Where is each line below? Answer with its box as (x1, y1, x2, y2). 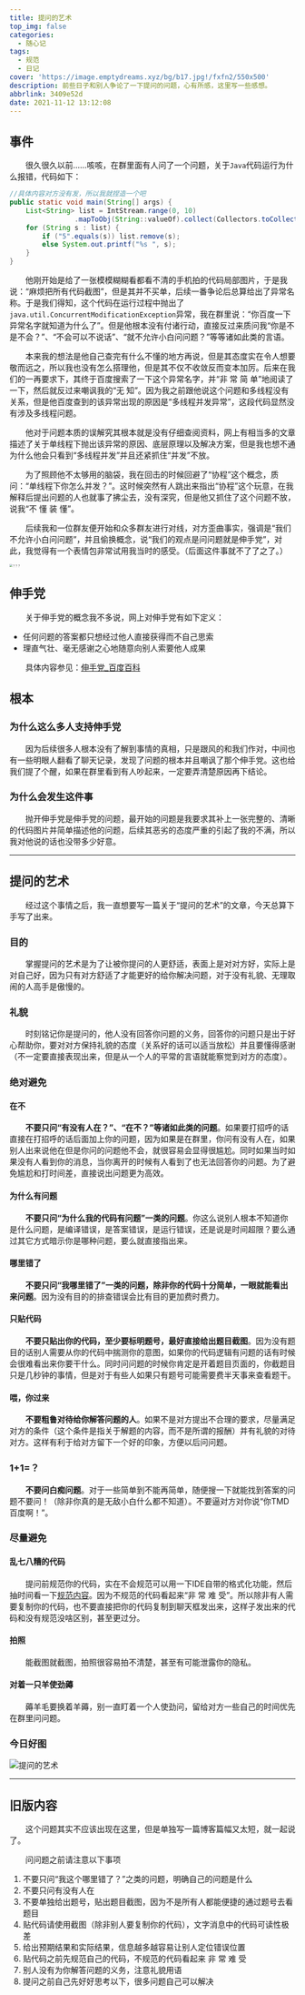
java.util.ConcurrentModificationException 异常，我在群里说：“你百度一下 (9, 309, 291, 319)
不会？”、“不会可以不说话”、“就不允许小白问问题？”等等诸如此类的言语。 (16, 331, 290, 342)
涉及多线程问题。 (16, 408, 82, 419)
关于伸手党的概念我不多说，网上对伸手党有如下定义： (25, 612, 224, 623)
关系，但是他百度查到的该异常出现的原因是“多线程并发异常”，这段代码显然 (9, 397, 288, 408)
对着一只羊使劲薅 (9, 1679, 74, 1690)
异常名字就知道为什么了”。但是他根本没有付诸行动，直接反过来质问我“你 (9, 320, 280, 331)
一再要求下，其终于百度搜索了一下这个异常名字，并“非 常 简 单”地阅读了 (25, 374, 294, 385)
